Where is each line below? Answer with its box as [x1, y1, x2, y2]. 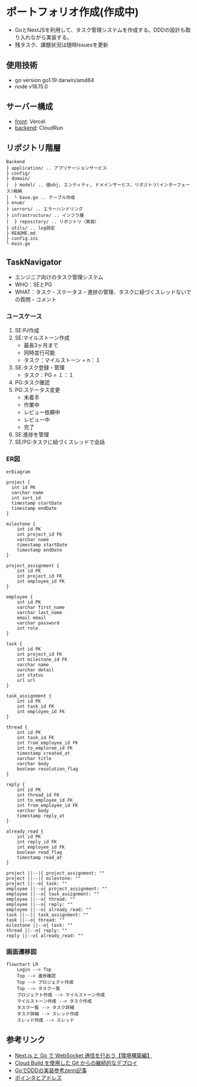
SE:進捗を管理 [14, 431, 49, 438]
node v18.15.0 [14, 83, 49, 90]
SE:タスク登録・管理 [14, 364, 65, 371]
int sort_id [11, 495, 42, 501]
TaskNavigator [6, 257, 62, 267]
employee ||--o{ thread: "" [6, 896, 76, 902]
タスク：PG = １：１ [23, 372, 74, 379]
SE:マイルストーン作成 [14, 334, 70, 341]
